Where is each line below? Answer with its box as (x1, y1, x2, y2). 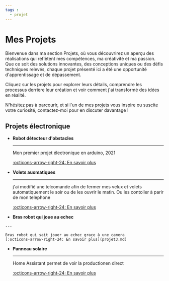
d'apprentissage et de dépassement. (5, 72, 81, 78)
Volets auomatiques (12, 169, 56, 175)
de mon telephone (12, 194, 51, 200)
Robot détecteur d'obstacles (12, 135, 74, 142)
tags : (5, 7, 19, 13)
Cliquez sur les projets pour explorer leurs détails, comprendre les (5, 82, 142, 88)
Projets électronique (5, 122, 70, 130)
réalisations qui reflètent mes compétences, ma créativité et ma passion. (5, 56, 156, 62)
